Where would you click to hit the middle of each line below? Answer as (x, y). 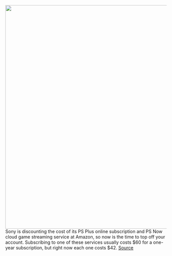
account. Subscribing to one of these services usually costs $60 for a (79, 242)
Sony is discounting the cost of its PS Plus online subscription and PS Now (84, 231)
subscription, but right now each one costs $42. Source (75, 248)
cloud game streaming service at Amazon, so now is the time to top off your (85, 237)
